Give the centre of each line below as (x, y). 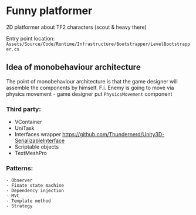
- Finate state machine (35, 186)
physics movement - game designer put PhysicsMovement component (89, 94)
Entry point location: (31, 38)
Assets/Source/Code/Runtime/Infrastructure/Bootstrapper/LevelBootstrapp (98, 44)
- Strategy (19, 206)
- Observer (19, 180)
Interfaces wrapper (38, 135)
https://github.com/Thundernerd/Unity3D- (114, 135)
